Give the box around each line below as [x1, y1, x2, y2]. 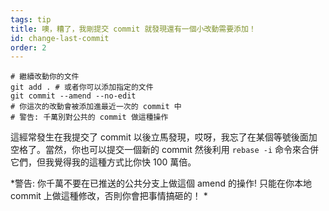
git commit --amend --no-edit [10, 91, 137, 101]
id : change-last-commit [10, 33, 110, 43]
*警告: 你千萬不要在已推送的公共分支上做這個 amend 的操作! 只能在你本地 [10, 177, 312, 190]
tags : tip [10, 14, 52, 25]
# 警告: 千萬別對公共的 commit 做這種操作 [10, 112, 169, 123]
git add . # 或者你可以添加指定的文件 [10, 82, 154, 93]
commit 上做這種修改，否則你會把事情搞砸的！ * [10, 190, 208, 202]
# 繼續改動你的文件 [10, 72, 80, 82]
